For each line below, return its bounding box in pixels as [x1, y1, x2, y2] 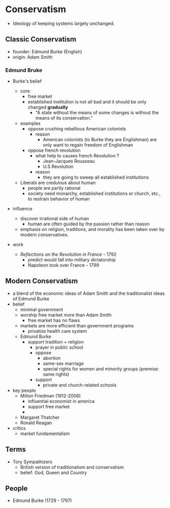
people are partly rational [27, 185, 81, 191]
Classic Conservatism [5, 35, 77, 44]
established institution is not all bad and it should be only [27, 99, 147, 105]
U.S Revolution [43, 163, 74, 170]
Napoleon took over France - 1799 [27, 262, 99, 268]
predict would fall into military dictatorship [27, 257, 116, 263]
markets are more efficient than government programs [20, 322, 134, 328]
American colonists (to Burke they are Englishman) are [43, 137, 157, 143]
